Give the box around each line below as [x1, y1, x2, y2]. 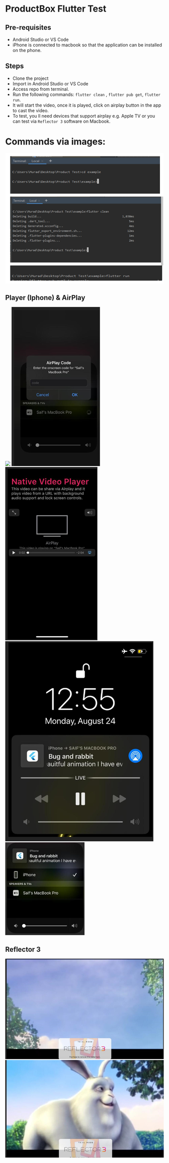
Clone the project [12, 75, 49, 81]
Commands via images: [5, 136, 106, 147]
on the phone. [12, 47, 42, 53]
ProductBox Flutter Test [5, 3, 107, 15]
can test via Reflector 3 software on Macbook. [12, 118, 111, 124]
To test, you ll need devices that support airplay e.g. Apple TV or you [12, 113, 155, 119]
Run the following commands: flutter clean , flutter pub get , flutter [12, 91, 161, 97]
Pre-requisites [5, 23, 51, 32]
